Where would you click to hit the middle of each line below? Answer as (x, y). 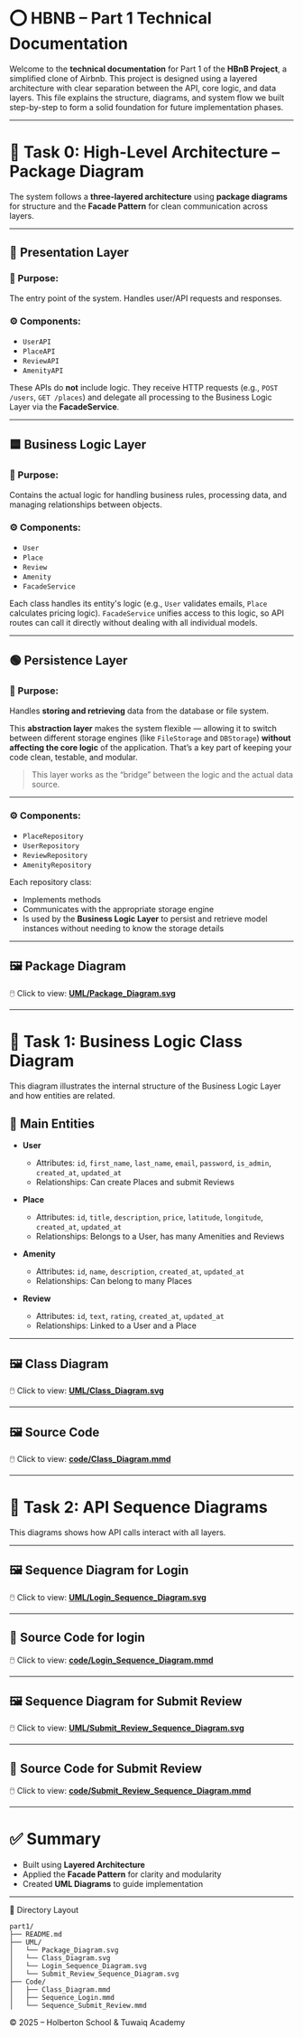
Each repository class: (50, 882)
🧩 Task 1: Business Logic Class (126, 1041)
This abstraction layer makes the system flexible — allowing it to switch (143, 728)
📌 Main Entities (52, 1123)
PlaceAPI (39, 351)
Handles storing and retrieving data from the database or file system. (139, 711)
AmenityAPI (43, 371)
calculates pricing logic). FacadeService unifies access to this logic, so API (147, 613)
